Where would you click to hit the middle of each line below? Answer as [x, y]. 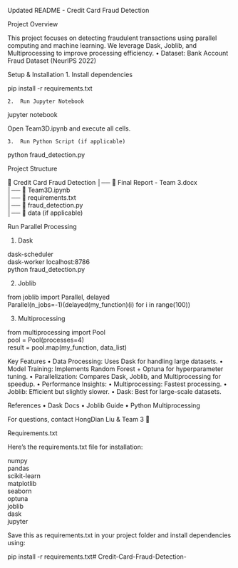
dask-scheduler [30, 254]
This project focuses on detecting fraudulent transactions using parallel [112, 38]
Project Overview [33, 24]
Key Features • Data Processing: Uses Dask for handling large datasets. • [115, 361]
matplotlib [22, 483]
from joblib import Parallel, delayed [59, 297]
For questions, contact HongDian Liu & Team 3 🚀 [79, 419]
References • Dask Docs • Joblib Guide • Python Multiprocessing [104, 405]
